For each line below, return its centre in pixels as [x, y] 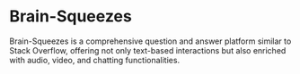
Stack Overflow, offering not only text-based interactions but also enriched [148, 50]
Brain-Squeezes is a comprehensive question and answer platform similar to [150, 41]
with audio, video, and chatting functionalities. [95, 60]
